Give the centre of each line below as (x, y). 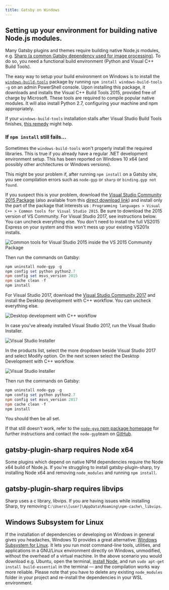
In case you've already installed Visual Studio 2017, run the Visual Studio (80, 326)
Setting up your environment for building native (81, 31)
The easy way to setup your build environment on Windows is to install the (82, 76)
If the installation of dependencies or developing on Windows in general (80, 534)
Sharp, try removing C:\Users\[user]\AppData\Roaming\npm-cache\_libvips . (84, 506)
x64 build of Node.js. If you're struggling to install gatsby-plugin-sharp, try (82, 467)
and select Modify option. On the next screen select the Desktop (72, 356)
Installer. (14, 331)
